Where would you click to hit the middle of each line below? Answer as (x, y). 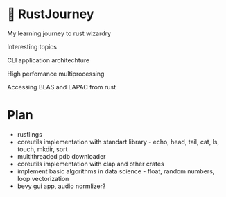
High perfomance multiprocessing (56, 74)
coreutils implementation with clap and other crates (90, 164)
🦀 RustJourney (51, 14)
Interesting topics (32, 46)
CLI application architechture (49, 60)
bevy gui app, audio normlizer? (61, 186)
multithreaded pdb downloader (61, 156)
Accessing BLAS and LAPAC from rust (62, 87)
